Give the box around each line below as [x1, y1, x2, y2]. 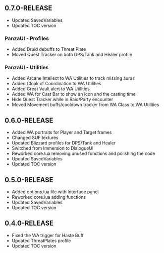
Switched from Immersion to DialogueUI [11, 145, 94, 151]
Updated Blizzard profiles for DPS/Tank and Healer [11, 140, 116, 146]
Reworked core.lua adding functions [11, 194, 86, 200]
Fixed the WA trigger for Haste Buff [11, 232, 84, 238]
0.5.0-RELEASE [4, 175, 54, 184]
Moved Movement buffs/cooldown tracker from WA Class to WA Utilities [11, 102, 160, 108]
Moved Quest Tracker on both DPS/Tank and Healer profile [11, 52, 132, 58]
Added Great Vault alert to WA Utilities [11, 86, 90, 92]
